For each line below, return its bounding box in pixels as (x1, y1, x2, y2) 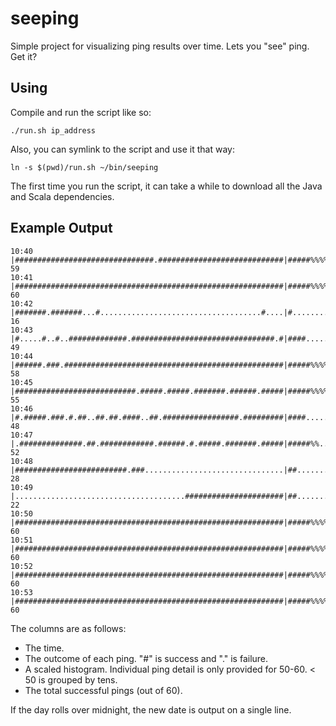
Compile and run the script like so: (10, 106, 152, 118)
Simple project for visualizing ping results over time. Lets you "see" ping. (10, 40, 310, 52)
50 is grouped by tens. (24, 673, 118, 686)
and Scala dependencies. (10, 190, 115, 202)
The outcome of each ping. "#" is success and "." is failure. (24, 652, 269, 664)
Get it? (10, 50, 38, 62)
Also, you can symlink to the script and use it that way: (10, 143, 235, 155)
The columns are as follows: (10, 622, 127, 634)
